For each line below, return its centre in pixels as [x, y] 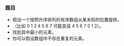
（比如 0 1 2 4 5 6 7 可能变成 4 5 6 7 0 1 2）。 [58, 26]
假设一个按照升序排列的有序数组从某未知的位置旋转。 [67, 20]
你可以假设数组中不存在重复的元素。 [50, 38]
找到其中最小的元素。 [34, 32]
